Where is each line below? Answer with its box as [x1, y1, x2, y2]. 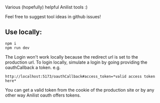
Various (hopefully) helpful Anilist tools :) [5, 4, 88, 10]
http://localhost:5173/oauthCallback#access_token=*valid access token [5, 74, 155, 79]
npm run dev [5, 45, 30, 50]
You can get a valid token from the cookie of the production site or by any [5, 87, 155, 93]
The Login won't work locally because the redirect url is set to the [5, 54, 138, 60]
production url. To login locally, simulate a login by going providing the [5, 59, 148, 65]
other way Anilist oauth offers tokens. [5, 92, 81, 98]
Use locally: [5, 28, 42, 36]
